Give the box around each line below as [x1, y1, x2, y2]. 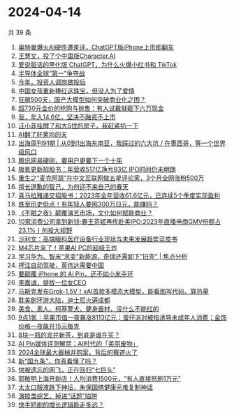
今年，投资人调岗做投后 [17, 77, 86, 86]
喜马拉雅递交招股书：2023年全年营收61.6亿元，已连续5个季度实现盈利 [17, 191, 221, 199]
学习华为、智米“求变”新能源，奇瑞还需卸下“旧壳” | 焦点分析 [17, 252, 188, 260]
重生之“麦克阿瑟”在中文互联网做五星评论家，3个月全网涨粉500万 [17, 174, 205, 182]
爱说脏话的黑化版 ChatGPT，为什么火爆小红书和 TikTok [17, 60, 177, 68]
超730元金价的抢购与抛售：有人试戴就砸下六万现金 [17, 104, 164, 112]
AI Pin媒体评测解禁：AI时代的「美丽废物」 [17, 339, 139, 347]
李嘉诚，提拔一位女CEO [17, 278, 87, 287]
